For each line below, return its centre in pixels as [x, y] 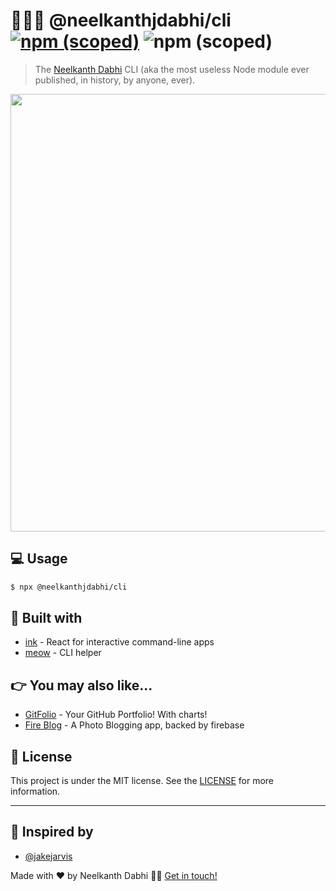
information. [35, 791]
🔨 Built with [46, 618]
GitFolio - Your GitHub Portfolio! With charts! [116, 715]
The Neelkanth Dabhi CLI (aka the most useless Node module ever [172, 69]
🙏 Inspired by [52, 832]
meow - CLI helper [63, 653]
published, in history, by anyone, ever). [115, 80]
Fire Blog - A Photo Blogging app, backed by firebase [134, 725]
